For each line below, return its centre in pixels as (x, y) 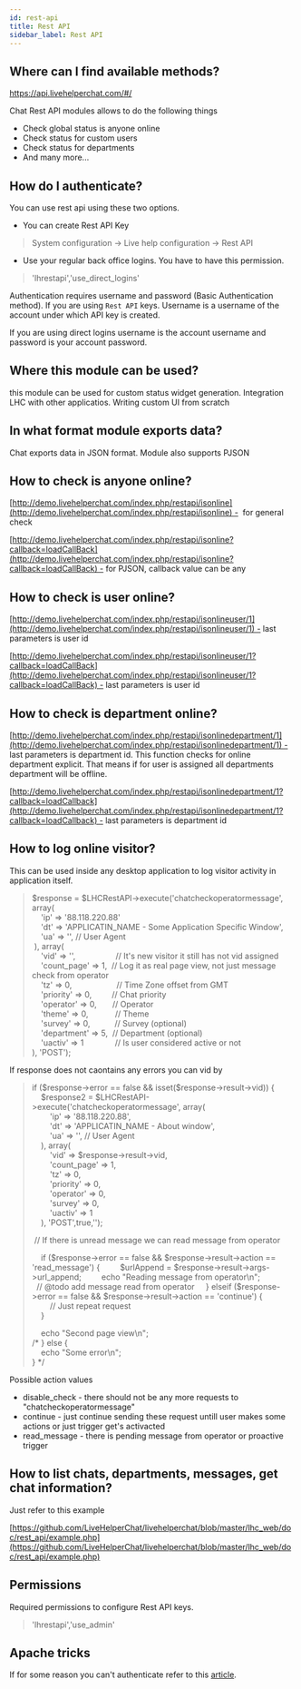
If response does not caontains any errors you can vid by (116, 1070)
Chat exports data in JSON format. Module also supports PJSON (130, 452)
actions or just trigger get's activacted (94, 1426)
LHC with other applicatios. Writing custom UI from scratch (120, 402)
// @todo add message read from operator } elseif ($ (139, 1286)
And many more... (56, 157)
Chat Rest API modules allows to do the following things (113, 111)
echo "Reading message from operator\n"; (181, 1277)
